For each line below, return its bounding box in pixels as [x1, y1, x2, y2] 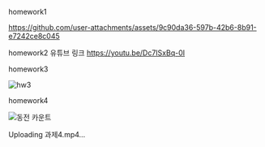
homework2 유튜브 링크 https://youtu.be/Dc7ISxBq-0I [8, 48, 186, 58]
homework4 [8, 96, 49, 105]
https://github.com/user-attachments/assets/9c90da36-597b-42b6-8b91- [8, 23, 257, 32]
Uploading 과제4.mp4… [8, 130, 86, 139]
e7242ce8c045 [8, 32, 60, 41]
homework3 [8, 64, 49, 74]
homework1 [8, 7, 47, 16]
